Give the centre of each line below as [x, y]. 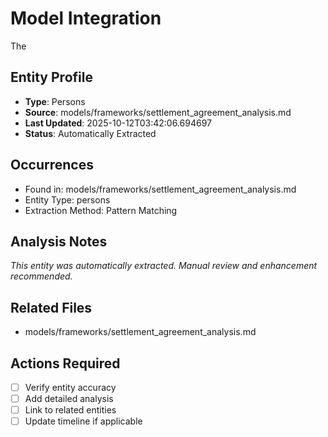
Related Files [51, 307]
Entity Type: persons [67, 199]
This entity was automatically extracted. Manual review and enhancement [164, 266]
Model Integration [86, 18]
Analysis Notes [59, 241]
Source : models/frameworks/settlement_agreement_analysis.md [158, 112]
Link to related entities [70, 410]
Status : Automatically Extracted [90, 133]
